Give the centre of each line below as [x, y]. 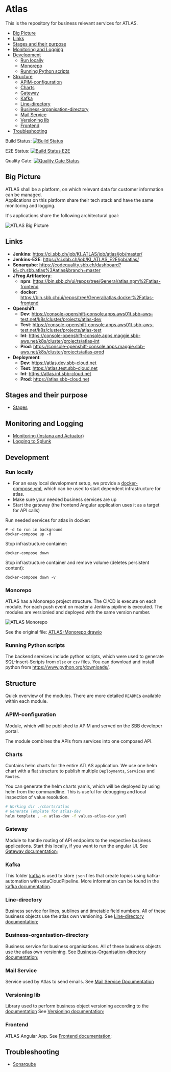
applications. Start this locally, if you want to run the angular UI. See [77, 846]
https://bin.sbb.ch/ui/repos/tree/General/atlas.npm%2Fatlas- [96, 281]
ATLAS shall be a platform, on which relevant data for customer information [84, 189]
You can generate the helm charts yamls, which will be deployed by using [82, 786]
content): [15, 568]
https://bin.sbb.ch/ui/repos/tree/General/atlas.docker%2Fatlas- [87, 297]
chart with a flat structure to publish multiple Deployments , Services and [80, 771]
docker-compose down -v [31, 577]
